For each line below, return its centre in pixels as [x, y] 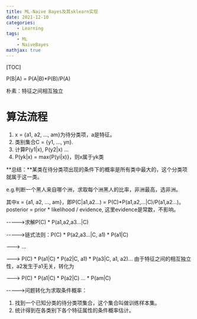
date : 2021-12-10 [28, 17]
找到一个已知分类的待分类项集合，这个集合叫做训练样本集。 [87, 302]
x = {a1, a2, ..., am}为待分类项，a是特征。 [65, 135]
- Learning [30, 28]
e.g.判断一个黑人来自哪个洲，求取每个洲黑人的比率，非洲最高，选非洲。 [94, 189]
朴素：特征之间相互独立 [35, 91]
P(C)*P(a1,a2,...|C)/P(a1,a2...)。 [146, 202]
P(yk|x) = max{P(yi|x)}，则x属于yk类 [59, 157]
